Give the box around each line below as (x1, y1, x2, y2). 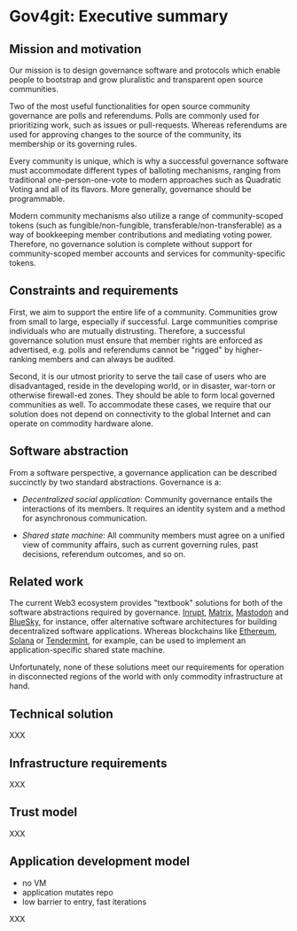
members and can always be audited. (38, 353, 176, 364)
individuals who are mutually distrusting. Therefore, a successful (9, 325, 246, 336)
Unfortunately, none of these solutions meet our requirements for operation (9, 662, 285, 672)
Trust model (9, 804, 78, 820)
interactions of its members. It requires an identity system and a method (21, 503, 285, 514)
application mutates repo (21, 887, 113, 897)
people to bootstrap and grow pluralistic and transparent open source (9, 74, 263, 85)
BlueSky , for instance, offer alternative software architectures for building (9, 617, 277, 627)
